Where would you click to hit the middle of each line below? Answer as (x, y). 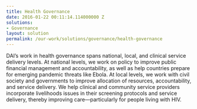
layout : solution (28, 34)
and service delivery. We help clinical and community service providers (93, 87)
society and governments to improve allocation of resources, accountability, (99, 81)
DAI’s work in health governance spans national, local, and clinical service (96, 56)
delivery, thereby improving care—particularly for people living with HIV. (94, 100)
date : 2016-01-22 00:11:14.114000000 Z (55, 17)
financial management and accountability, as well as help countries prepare (98, 68)
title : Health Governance (38, 11)
